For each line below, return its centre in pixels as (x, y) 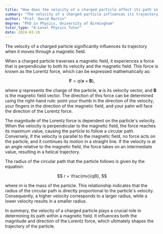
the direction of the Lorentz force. (39, 111)
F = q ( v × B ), (82, 81)
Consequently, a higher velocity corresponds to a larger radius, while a (76, 196)
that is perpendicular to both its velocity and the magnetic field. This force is (82, 66)
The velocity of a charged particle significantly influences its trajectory (76, 46)
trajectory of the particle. (30, 226)
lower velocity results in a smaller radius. (46, 201)
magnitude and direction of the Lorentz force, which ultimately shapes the (79, 221)
